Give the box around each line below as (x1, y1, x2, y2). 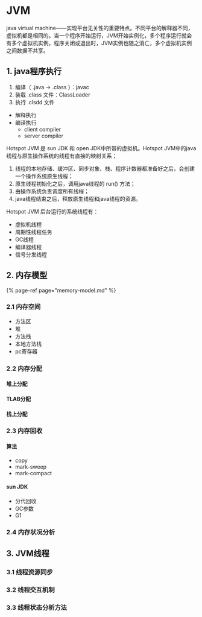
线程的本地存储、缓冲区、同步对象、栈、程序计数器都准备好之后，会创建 (14, 165, 195, 172)
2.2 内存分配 (6, 364, 43, 373)
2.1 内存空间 (6, 303, 41, 311)
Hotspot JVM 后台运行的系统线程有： (6, 207, 99, 215)
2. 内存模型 (6, 270, 48, 280)
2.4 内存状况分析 (6, 528, 55, 536)
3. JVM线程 (6, 548, 49, 558)
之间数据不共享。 (6, 46, 49, 54)
